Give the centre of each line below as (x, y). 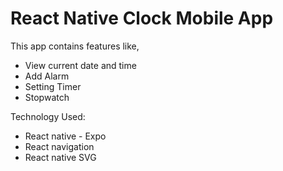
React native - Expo (65, 136)
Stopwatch (47, 97)
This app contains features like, (75, 46)
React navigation (59, 146)
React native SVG (60, 157)
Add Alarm (47, 76)
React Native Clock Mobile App (142, 18)
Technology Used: (48, 116)
